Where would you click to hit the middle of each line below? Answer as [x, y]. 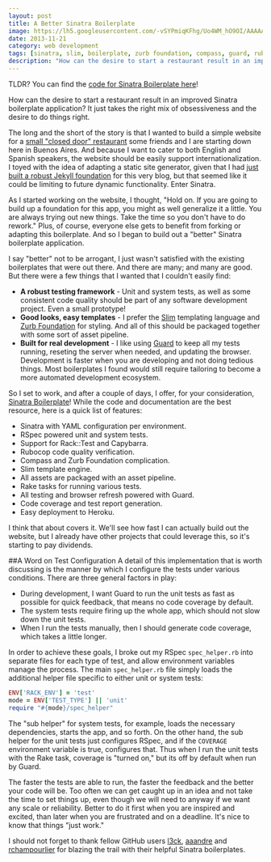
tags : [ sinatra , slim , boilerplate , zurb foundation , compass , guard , [129, 53]
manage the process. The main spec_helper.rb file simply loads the [120, 669]
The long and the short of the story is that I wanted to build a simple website [135, 132]
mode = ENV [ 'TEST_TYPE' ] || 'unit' [68, 700]
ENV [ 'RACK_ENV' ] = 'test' [52, 693]
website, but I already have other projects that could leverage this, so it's [129, 536]
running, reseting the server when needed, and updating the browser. [135, 351]
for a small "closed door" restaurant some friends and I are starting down [130, 141]
